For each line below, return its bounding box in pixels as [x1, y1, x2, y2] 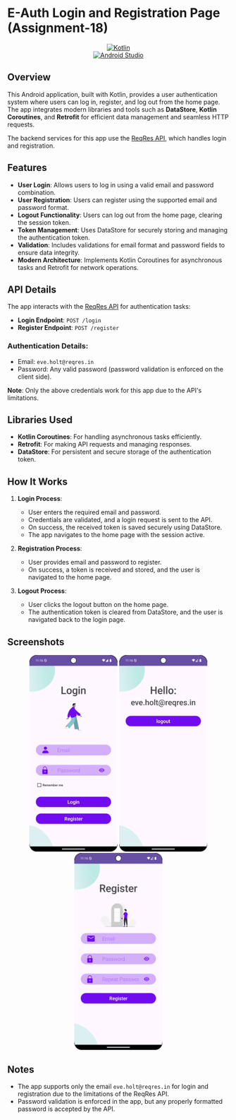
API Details [7, 283, 56, 295]
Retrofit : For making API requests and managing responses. [17, 440, 192, 449]
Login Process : [17, 495, 63, 503]
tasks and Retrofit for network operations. [17, 263, 139, 271]
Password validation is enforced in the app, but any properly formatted [17, 1097, 223, 1106]
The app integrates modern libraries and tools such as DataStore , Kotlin [7, 105, 217, 114]
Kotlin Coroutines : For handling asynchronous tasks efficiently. [17, 432, 202, 441]
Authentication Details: [7, 341, 89, 351]
